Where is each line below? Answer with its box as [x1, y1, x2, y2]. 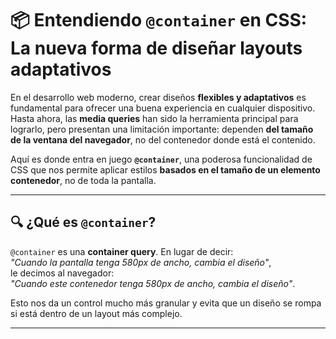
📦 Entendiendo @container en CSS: [10, 9, 308, 32]
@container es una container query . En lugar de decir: [10, 245, 234, 257]
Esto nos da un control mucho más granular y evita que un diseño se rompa [10, 297, 322, 309]
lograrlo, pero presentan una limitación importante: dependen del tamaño [10, 123, 314, 135]
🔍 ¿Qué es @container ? [10, 214, 157, 231]
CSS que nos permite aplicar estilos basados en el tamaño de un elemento [10, 163, 321, 176]
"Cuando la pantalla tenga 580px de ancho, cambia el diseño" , [10, 256, 272, 268]
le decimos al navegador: [10, 267, 115, 279]
